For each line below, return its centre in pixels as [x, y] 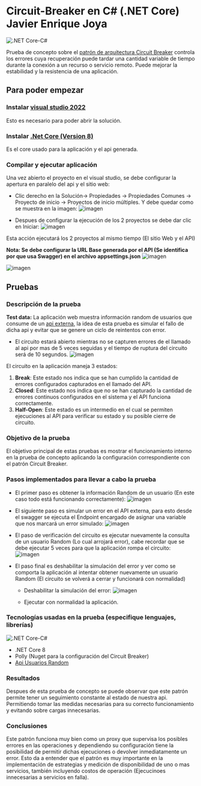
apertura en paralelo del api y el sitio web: [58, 184]
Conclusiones [27, 726]
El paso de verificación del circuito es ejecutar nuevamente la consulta [102, 535]
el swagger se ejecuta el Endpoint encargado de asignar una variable [100, 517]
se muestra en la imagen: [46, 209]
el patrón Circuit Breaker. [37, 464]
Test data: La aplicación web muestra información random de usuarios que [99, 317]
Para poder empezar [45, 91]
